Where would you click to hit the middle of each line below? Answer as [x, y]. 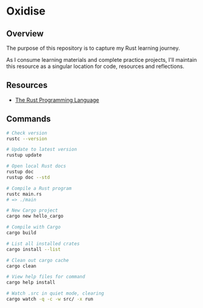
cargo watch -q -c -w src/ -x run [50, 299]
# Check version [27, 133]
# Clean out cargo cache [38, 260]
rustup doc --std [28, 177]
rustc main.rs [24, 194]
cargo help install [31, 283]
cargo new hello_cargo [35, 216]
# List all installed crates [43, 244]
